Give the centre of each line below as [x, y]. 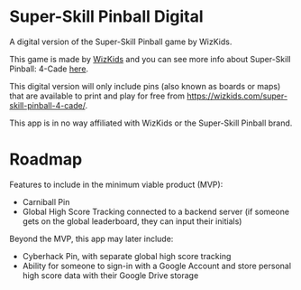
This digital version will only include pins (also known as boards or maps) [145, 86]
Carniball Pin [46, 201]
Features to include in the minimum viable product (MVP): [116, 184]
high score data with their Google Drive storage [110, 275]
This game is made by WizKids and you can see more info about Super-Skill [150, 59]
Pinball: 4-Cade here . [49, 69]
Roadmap [46, 159]
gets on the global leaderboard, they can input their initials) [132, 221]
